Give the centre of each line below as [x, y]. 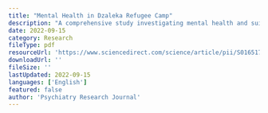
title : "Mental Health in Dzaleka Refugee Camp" [91, 16]
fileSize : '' [30, 68]
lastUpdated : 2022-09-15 [49, 75]
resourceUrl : [30, 53]
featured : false [35, 90]
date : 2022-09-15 [37, 30]
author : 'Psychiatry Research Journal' [75, 97]
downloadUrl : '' [35, 60]
